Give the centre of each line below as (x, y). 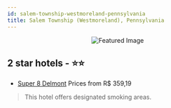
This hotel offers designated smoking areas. (88, 97)
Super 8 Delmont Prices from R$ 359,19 (74, 83)
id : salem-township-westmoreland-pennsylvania (76, 14)
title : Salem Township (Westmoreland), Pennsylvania (86, 20)
